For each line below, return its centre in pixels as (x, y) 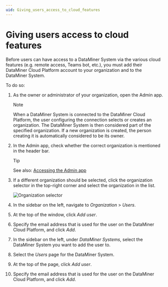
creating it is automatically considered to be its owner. (69, 136)
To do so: (15, 85)
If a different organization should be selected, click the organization (82, 180)
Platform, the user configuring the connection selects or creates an (82, 120)
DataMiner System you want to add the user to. (62, 245)
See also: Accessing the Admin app (50, 170)
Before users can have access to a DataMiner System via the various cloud (83, 59)
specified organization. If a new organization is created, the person (82, 130)
